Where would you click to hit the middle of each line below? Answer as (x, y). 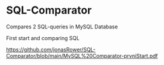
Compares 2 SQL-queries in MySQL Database (62, 27)
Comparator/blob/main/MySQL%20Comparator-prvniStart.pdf (82, 56)
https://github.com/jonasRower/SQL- (51, 49)
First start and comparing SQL (43, 38)
